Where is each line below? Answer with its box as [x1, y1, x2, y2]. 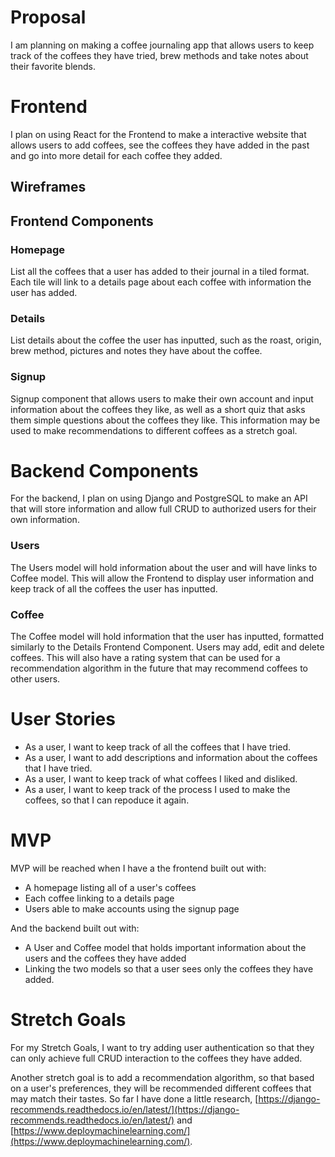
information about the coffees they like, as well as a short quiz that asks [10, 403, 306, 415]
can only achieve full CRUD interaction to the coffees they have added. [10, 1052, 303, 1064]
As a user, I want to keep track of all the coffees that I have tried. [24, 741, 292, 753]
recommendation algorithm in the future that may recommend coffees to [10, 662, 308, 675]
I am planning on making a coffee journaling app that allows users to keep [10, 39, 315, 51]
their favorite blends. [10, 60, 96, 72]
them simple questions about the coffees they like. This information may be [10, 414, 321, 426]
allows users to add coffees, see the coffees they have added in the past [10, 139, 310, 151]
